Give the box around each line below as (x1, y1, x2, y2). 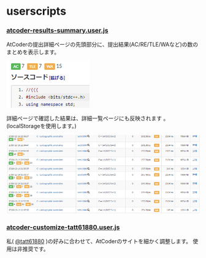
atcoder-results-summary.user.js (6, 26, 109, 35)
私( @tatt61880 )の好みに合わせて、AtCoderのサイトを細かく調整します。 (6, 237, 192, 245)
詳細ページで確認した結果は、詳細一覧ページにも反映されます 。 (6, 115, 169, 122)
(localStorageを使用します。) (6, 123, 77, 130)
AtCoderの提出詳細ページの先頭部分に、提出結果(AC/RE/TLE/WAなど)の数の (6, 41, 199, 48)
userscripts (6, 4, 66, 18)
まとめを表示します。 (6, 48, 60, 56)
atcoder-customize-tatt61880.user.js (6, 222, 120, 231)
